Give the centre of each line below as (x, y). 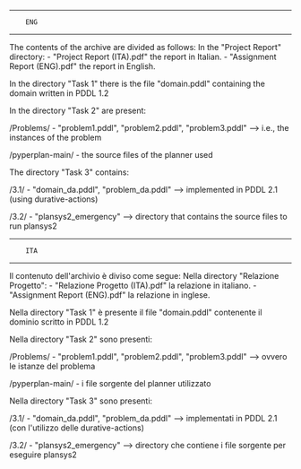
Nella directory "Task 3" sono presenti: (81, 401)
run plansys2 (34, 226)
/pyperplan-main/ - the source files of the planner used (111, 155)
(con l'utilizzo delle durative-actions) (77, 428)
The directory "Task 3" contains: (69, 172)
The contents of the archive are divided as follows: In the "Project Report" (146, 47)
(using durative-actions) (54, 199)
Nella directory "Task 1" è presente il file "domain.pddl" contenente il (136, 312)
